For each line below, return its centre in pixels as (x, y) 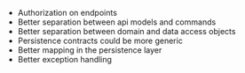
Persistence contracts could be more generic (100, 40)
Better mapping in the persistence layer (90, 50)
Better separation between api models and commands (117, 22)
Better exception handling (65, 59)
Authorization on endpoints (67, 13)
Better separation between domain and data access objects (126, 31)
